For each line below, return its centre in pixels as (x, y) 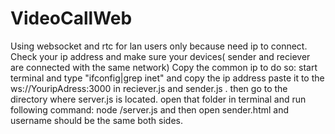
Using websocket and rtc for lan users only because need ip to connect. (159, 46)
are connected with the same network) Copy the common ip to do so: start (164, 67)
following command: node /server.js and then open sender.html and (150, 109)
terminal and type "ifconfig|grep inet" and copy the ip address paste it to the (167, 78)
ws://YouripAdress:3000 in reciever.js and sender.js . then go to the (149, 88)
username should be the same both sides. (97, 120)
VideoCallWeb (71, 18)
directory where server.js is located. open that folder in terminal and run (158, 99)
